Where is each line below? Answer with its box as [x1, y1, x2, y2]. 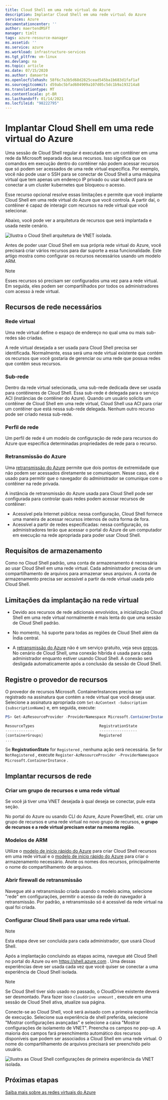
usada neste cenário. [5, 223, 48, 229]
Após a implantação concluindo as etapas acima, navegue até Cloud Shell [5, 953, 157, 959]
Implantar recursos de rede [5, 772, 91, 780]
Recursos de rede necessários [5, 303, 102, 312]
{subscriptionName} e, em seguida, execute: [5, 705, 96, 711]
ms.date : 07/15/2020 [5, 68, 48, 73]
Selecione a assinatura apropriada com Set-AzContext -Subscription [5, 699, 147, 705]
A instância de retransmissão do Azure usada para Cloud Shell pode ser [5, 490, 153, 496]
